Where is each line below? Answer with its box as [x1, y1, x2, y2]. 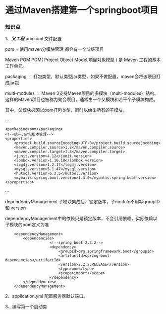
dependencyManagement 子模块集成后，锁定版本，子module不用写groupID [5, 199, 160, 205]
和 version [5, 205, 26, 211]
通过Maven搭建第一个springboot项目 [5, 4, 159, 16]
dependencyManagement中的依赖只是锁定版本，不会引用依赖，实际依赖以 [5, 216, 158, 222]
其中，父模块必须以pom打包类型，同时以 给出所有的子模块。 [5, 107, 127, 113]
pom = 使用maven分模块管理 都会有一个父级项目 [5, 46, 104, 52]
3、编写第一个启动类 [5, 304, 47, 310]
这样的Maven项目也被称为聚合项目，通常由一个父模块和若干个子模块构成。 [5, 96, 158, 102]
